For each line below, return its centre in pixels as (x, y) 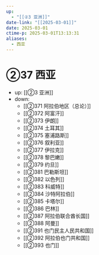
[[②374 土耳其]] (43, 128)
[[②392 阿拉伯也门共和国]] (56, 237)
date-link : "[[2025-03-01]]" (41, 22)
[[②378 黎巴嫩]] (43, 157)
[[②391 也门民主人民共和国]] (59, 230)
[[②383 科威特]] (44, 186)
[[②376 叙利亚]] (43, 142)
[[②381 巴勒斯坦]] (46, 172)
